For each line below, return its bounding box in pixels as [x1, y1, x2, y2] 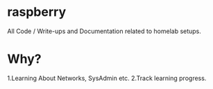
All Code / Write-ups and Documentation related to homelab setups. [7, 27, 201, 35]
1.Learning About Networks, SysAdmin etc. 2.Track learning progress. [7, 74, 207, 82]
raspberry [7, 4, 67, 20]
